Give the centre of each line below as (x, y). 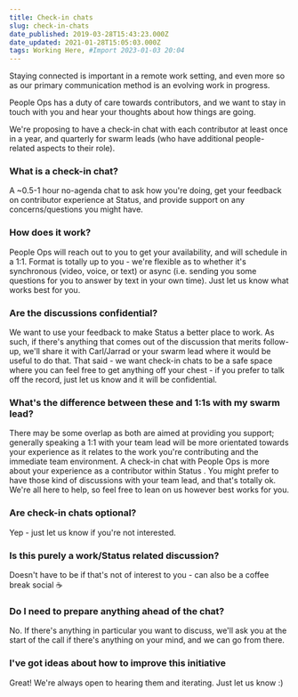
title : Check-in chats (51, 17)
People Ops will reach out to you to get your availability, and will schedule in (148, 252)
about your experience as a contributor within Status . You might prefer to (144, 471)
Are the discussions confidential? (84, 312)
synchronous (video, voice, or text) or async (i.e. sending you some (133, 271)
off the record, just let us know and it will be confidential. (113, 380)
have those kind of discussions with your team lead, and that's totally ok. (143, 481)
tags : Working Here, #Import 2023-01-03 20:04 (97, 51)
